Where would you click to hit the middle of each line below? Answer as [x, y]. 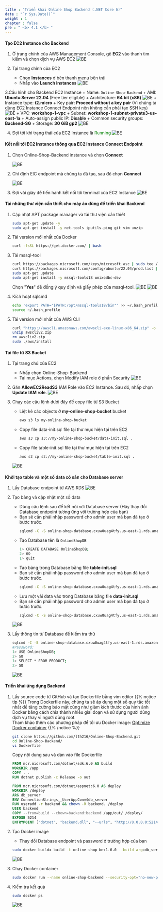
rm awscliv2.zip [28, 337]
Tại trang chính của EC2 [36, 69]
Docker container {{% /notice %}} [46, 727]
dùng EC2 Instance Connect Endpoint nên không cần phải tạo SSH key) [76, 108]
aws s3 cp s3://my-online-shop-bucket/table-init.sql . [77, 457]
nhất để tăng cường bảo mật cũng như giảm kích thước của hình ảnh [80, 707]
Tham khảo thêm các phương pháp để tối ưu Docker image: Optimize [81, 723]
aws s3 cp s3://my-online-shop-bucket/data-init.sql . [76, 439]
